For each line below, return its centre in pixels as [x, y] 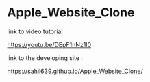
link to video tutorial [35, 31]
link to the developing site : [45, 58]
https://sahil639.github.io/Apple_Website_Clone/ [75, 71]
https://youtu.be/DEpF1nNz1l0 [49, 44]
